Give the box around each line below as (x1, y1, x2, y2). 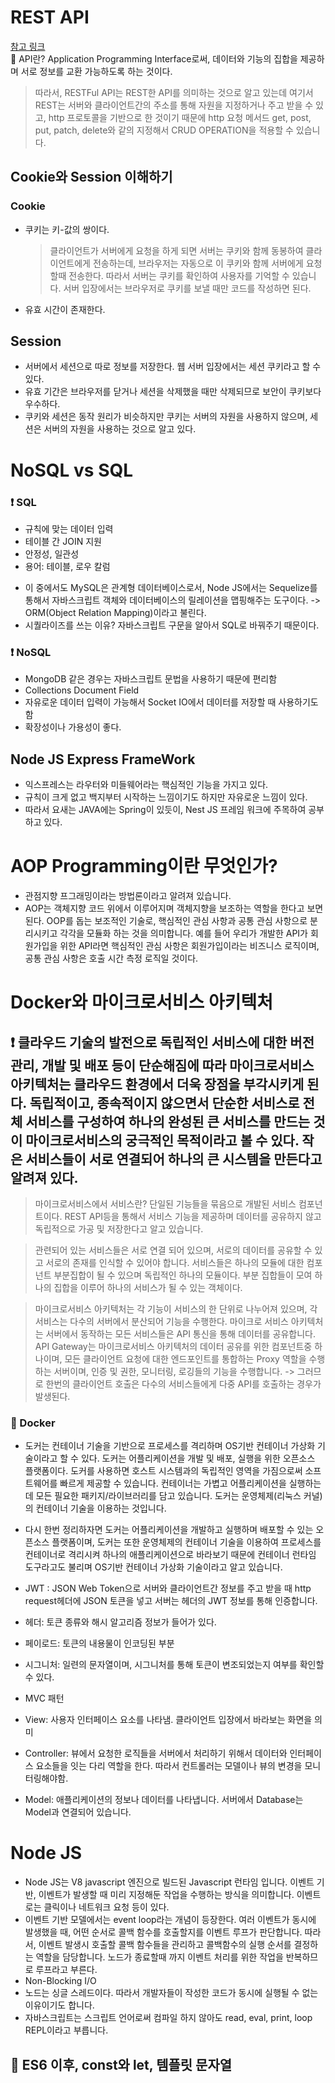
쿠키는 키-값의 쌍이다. (24, 223, 110, 235)
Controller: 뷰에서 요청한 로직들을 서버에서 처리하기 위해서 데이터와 (24, 1747, 288, 1760)
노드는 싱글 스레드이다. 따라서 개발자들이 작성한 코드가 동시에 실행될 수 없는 (24, 1987, 319, 1999)
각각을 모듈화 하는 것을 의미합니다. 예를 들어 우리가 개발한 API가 (59, 927, 308, 939)
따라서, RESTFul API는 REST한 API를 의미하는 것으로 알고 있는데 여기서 (34, 86, 314, 98)
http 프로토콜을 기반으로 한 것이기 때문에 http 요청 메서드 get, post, (48, 111, 312, 123)
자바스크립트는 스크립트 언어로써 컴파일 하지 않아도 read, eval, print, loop (24, 2012, 313, 2024)
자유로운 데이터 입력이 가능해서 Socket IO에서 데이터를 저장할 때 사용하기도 (24, 696, 319, 708)
